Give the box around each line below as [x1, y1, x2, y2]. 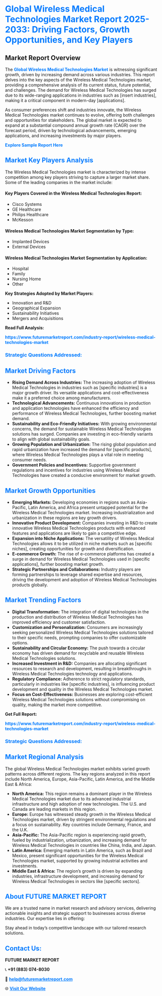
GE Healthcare [12, 206, 41, 212]
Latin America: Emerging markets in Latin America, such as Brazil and [12, 847, 152, 853]
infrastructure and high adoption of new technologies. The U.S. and [12, 801, 147, 807]
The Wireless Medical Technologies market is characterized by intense [5, 169, 146, 175]
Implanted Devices [12, 239, 49, 245]
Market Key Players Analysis [5, 156, 93, 165]
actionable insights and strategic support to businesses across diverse [5, 911, 146, 916]
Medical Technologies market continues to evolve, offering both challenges [5, 112, 155, 118]
